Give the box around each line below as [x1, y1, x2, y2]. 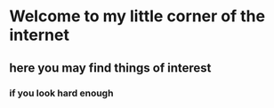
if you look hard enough [9, 87, 114, 99]
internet [9, 25, 69, 45]
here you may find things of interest [9, 60, 212, 75]
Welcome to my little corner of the [9, 6, 265, 27]
